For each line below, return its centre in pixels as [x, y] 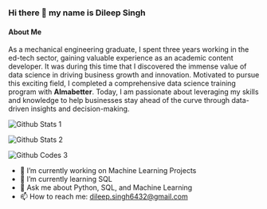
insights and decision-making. [80, 109]
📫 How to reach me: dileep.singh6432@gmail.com [104, 197]
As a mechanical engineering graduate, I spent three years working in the [129, 49]
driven [19, 109]
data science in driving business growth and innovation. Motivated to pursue [134, 75]
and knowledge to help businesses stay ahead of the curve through [119, 101]
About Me [25, 32]
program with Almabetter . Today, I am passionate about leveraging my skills [133, 92]
